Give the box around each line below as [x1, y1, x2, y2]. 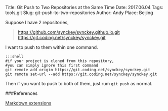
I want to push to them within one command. [5, 44, 98, 50]
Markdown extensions [5, 100, 52, 106]
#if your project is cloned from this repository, [5, 59, 114, 64]
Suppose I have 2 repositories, [5, 20, 69, 25]
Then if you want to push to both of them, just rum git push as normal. [5, 81, 153, 86]
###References [5, 90, 38, 96]
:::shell [5, 54, 24, 59]
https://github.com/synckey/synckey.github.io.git [17, 29, 120, 35]
